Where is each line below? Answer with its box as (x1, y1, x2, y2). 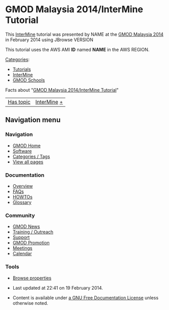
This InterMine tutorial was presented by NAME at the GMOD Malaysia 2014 (5, 31, 164, 37)
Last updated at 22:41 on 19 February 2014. (12, 285, 103, 291)
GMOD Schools (12, 77, 45, 83)
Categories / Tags (12, 153, 50, 159)
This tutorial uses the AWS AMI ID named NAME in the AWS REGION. (5, 46, 150, 52)
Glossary (12, 199, 32, 205)
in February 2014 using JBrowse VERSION (5, 37, 94, 43)
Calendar (12, 250, 32, 257)
